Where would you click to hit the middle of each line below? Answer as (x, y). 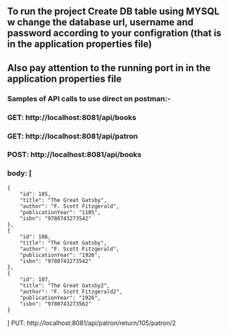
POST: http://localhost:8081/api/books (74, 155)
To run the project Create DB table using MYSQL (114, 12)
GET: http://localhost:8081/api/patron (73, 136)
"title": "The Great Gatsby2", (65, 285)
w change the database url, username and (100, 23)
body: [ (20, 174)
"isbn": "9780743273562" (56, 304)
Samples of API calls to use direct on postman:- (89, 98)
